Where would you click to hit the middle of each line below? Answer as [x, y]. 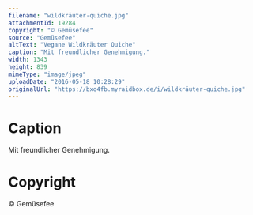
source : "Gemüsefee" [42, 38]
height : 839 [28, 67]
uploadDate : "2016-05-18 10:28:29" [67, 81]
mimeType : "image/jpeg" [47, 74]
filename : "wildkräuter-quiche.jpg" [68, 15]
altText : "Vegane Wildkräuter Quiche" [72, 45]
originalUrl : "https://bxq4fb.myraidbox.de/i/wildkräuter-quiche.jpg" [127, 89]
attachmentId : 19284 [42, 23]
